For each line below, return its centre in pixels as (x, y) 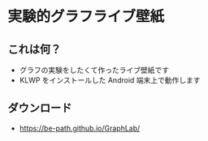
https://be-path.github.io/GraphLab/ (80, 128)
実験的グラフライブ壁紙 (86, 17)
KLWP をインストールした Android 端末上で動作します (110, 80)
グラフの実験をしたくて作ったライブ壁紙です (94, 70)
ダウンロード (40, 108)
